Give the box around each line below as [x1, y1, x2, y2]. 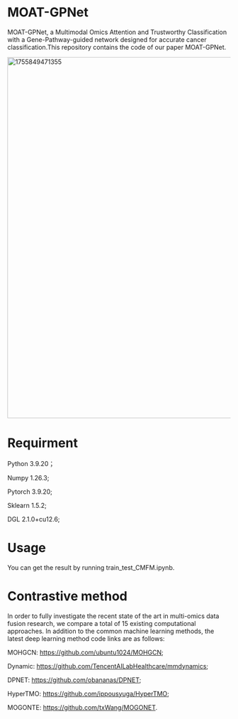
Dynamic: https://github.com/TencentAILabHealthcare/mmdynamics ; [7, 661, 209, 670]
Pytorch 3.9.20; [7, 487, 53, 496]
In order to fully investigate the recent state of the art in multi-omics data [7, 612, 220, 620]
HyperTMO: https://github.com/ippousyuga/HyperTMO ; [7, 689, 170, 698]
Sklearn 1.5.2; [7, 501, 47, 509]
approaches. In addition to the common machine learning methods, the [7, 627, 215, 635]
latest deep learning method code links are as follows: [7, 634, 165, 643]
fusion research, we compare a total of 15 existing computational [7, 619, 196, 627]
